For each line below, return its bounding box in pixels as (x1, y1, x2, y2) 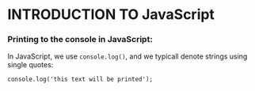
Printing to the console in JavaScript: (7, 34, 154, 45)
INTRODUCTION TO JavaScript (7, 6, 215, 24)
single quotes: (7, 60, 54, 70)
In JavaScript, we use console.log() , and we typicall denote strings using (7, 51, 248, 61)
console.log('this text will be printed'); (7, 75, 154, 84)
